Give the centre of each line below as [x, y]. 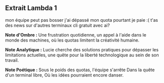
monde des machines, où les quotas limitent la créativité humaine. [72, 40]
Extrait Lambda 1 [31, 8]
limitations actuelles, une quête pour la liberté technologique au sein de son [82, 55]
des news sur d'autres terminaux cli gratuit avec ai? [58, 25]
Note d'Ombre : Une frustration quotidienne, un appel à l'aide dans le [76, 35]
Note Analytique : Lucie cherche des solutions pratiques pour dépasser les [82, 49]
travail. [12, 60]
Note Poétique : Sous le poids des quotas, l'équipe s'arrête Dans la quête [80, 70]
